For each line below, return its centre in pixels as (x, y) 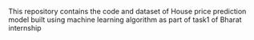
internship (25, 28)
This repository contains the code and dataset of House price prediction (127, 11)
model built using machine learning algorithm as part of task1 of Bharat (125, 20)
